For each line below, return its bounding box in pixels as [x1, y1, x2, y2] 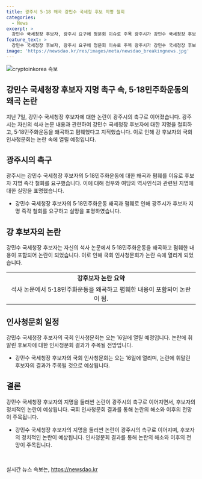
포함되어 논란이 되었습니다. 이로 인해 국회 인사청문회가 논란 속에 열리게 [17, 251, 183, 259]
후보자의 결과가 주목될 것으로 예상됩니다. [14, 362, 110, 369]
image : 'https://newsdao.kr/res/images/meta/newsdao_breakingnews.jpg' [6, 48, 189, 54]
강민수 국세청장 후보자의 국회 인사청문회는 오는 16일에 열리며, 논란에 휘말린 [14, 354, 191, 362]
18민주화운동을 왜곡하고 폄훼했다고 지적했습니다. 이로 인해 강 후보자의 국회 [19, 128, 193, 136]
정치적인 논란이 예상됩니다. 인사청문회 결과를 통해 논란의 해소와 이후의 [21, 433, 185, 440]
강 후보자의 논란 [6, 227, 61, 237]
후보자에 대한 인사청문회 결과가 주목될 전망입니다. [17, 342, 133, 348]
